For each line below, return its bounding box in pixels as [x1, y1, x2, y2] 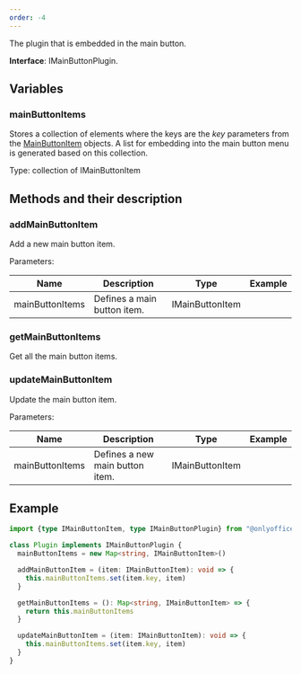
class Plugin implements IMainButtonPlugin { [9, 541, 182, 550]
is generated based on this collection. [9, 147, 148, 158]
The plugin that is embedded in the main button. [9, 38, 186, 49]
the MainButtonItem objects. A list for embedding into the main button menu [9, 138, 289, 149]
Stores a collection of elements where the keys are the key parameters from [9, 129, 289, 139]
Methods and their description [9, 191, 183, 207]
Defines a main [93, 293, 157, 305]
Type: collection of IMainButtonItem [9, 165, 142, 176]
